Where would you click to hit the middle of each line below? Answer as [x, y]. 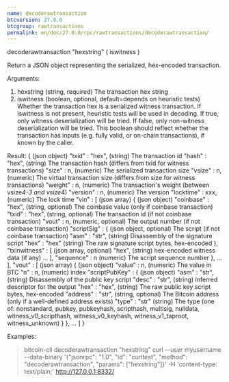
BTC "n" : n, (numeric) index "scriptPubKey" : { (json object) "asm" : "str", [110, 272]
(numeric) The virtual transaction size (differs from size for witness [101, 178]
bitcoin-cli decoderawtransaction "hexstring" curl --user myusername [122, 350]
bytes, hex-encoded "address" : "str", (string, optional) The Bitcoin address [113, 294]
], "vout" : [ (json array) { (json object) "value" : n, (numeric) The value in [109, 265]
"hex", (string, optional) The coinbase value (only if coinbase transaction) [110, 207]
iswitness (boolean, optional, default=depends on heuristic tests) [108, 99]
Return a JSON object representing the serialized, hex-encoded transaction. [114, 65]
